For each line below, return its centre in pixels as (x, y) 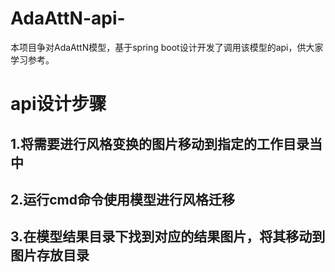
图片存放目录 (50, 255)
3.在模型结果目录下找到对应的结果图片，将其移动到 (168, 237)
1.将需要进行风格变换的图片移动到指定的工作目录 (160, 143)
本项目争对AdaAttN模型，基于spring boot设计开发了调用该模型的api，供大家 (167, 47)
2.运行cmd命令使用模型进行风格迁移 (122, 199)
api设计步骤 (58, 104)
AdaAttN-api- (68, 18)
